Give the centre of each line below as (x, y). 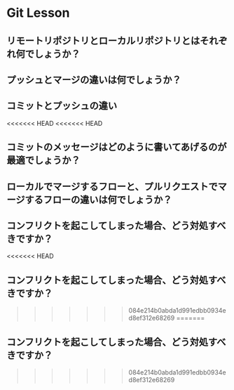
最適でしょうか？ (43, 161)
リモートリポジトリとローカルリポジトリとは (103, 40)
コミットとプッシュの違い (62, 106)
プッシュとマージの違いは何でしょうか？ (94, 80)
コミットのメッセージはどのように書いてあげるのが (117, 147)
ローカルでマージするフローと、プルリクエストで (112, 187)
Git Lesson (38, 13)
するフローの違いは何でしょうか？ (98, 199)
